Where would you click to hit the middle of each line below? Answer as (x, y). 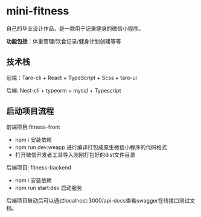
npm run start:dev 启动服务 (49, 188)
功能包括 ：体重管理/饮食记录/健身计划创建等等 (64, 41)
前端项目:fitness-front (33, 127)
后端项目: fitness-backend (39, 167)
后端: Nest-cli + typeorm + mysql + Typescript (64, 90)
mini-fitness (38, 11)
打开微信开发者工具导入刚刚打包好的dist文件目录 (75, 154)
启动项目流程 (30, 112)
